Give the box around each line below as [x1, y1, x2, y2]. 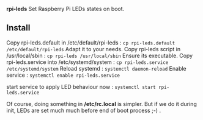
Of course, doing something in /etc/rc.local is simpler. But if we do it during [6, 100, 197, 107]
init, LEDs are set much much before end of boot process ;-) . [6, 107, 161, 114]
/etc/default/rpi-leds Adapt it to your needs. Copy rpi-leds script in [6, 45, 181, 52]
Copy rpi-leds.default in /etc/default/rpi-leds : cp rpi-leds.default [6, 39, 175, 46]
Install [6, 23, 31, 33]
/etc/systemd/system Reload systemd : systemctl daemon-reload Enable [6, 65, 186, 72]
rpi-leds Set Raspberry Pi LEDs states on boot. [6, 5, 125, 12]
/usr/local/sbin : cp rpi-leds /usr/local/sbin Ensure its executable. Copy [6, 52, 193, 59]
